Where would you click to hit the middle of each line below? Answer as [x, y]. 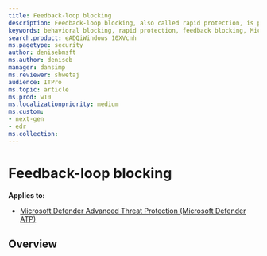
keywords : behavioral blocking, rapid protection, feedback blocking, [128, 30]
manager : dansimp [37, 68]
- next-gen [26, 119]
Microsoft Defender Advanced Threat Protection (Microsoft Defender [133, 211]
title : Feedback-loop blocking [60, 16]
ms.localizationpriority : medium [64, 104]
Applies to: [27, 195]
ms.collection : [33, 134]
